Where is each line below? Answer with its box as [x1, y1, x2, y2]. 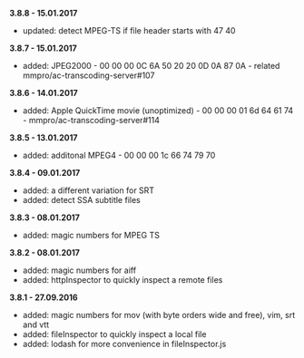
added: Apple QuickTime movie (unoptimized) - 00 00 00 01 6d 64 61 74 [22, 105, 294, 116]
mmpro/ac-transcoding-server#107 [22, 70, 155, 81]
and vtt [22, 319, 50, 330]
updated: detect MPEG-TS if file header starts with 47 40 [22, 25, 236, 35]
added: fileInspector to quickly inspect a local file [22, 329, 207, 339]
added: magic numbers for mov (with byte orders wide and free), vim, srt [22, 310, 296, 320]
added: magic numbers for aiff [22, 265, 137, 276]
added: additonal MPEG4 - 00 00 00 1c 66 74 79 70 [22, 150, 216, 160]
